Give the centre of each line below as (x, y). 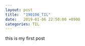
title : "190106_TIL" (28, 15)
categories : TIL (22, 24)
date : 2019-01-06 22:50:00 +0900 (43, 19)
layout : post (19, 10)
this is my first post (25, 38)
